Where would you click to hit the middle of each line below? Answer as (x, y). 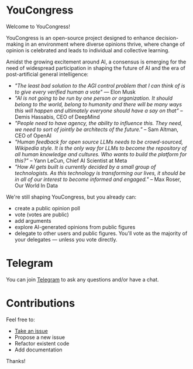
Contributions (40, 303)
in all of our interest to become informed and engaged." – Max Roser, (98, 179)
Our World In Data (36, 185)
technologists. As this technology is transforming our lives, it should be (100, 173)
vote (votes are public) (42, 214)
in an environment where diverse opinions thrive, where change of (105, 44)
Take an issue (31, 331)
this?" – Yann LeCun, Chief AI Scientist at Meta (71, 160)
